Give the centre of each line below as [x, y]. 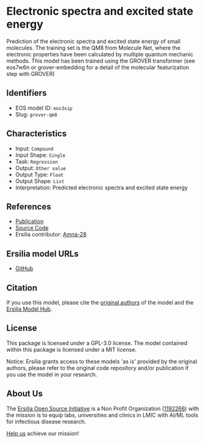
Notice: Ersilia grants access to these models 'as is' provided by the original [102, 361]
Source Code [32, 228]
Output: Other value [40, 168]
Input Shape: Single [40, 155]
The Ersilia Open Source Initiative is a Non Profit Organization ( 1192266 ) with [103, 408]
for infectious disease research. [47, 422]
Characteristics [37, 134]
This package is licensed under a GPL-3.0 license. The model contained [97, 343]
